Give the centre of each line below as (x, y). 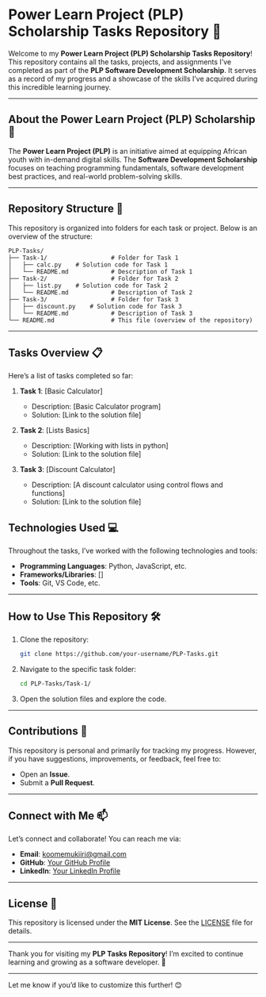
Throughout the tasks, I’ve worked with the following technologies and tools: (133, 551)
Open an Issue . (45, 774)
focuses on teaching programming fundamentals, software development (126, 167)
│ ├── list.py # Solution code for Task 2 (88, 286)
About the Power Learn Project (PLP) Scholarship (132, 119)
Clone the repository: (54, 639)
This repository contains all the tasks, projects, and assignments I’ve (120, 62)
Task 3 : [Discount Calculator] (68, 470)
